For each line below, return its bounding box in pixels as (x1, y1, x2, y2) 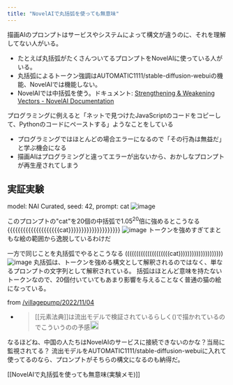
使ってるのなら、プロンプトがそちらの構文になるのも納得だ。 (7, 355, 184, 363)
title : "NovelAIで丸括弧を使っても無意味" (7, 10, 120, 17)
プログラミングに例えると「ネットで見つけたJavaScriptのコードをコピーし (7, 111, 221, 119)
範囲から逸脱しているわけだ (31, 235, 112, 243)
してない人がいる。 (7, 39, 63, 48)
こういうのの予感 (40, 323, 91, 331)
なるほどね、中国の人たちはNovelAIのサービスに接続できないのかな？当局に (7, 337, 225, 346)
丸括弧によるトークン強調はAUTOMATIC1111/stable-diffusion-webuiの (17, 71, 218, 80)
